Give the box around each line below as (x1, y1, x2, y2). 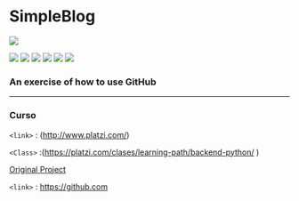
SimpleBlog (9, 6, 96, 27)
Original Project (9, 164, 67, 174)
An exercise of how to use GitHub (9, 76, 158, 88)
